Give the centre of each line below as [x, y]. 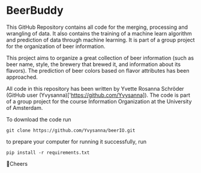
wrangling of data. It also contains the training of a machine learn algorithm [99, 33]
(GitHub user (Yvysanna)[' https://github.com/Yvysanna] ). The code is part [98, 95]
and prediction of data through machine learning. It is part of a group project [100, 40]
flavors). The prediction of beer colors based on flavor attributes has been [98, 70]
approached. [22, 77]
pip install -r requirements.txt [48, 153]
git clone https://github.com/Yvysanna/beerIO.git [71, 130]
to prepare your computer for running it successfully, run [76, 141]
